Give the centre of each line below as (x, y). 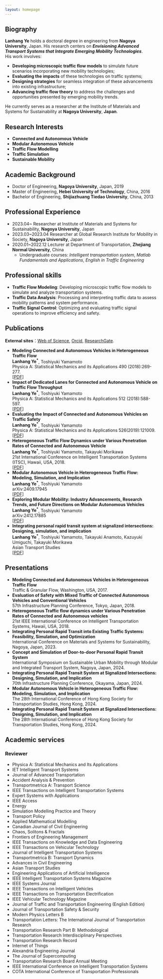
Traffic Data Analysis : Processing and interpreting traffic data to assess (84, 297)
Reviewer (16, 754)
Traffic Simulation (31, 154)
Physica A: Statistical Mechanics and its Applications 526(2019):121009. (84, 430)
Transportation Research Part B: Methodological (60, 930)
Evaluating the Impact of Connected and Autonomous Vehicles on (80, 414)
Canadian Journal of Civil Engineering (50, 827)
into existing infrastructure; (39, 87)
